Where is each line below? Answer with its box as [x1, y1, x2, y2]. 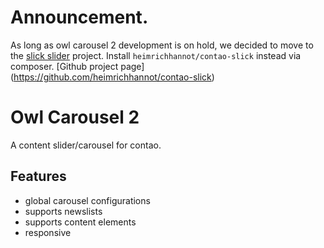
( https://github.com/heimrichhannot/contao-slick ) [10, 71, 215, 83]
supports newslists [24, 205, 103, 217]
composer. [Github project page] [10, 60, 145, 72]
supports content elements [24, 216, 137, 228]
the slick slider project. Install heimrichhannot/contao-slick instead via [10, 49, 302, 61]
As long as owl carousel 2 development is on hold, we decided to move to [10, 39, 314, 51]
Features [10, 168, 67, 185]
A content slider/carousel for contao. [10, 139, 162, 151]
